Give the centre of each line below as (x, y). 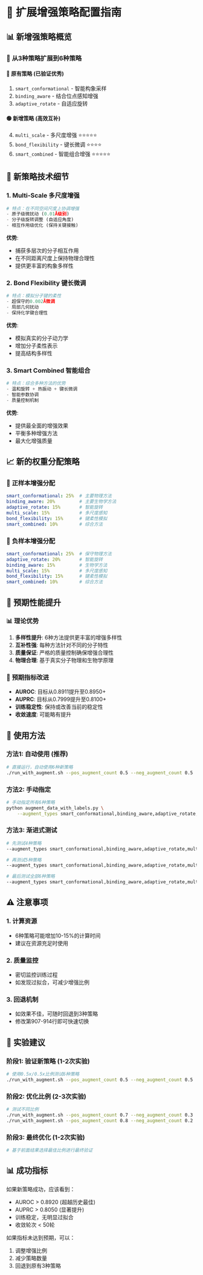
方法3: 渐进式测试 (32, 830)
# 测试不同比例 (23, 1109)
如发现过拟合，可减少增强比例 (52, 982)
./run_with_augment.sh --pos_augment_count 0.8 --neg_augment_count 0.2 (100, 1120)
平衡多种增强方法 (36, 433)
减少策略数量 (31, 1258)
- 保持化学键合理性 (27, 313)
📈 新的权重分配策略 (43, 462)
